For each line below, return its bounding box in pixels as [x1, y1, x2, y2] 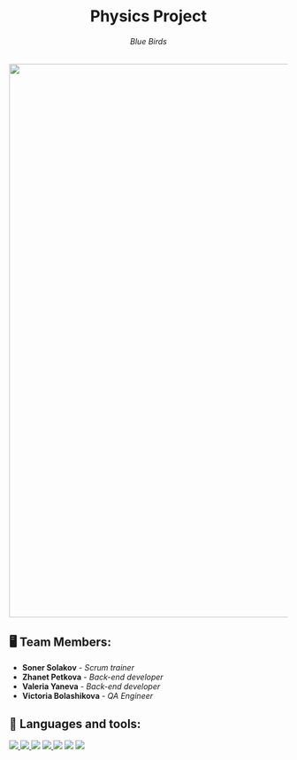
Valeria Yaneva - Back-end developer [21, 681, 161, 692]
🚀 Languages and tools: [9, 716, 141, 732]
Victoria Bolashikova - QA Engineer [21, 691, 154, 702]
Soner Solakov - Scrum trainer [21, 663, 135, 673]
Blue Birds [129, 35, 168, 46]
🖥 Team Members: [9, 634, 112, 649]
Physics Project [89, 6, 208, 27]
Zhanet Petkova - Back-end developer [21, 671, 164, 683]
